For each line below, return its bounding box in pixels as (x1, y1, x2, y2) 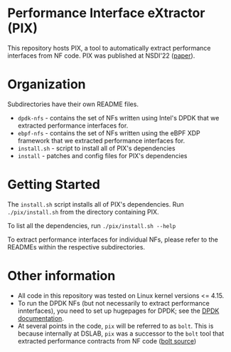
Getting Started (7, 177, 101, 193)
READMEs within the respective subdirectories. (7, 242, 146, 251)
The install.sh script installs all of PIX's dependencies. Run (7, 200, 184, 208)
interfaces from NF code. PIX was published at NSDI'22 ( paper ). (7, 51, 195, 60)
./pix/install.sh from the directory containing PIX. (7, 207, 159, 216)
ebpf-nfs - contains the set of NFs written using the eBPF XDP (17, 128, 200, 137)
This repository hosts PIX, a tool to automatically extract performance (7, 43, 211, 52)
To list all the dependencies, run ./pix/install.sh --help (7, 221, 176, 229)
